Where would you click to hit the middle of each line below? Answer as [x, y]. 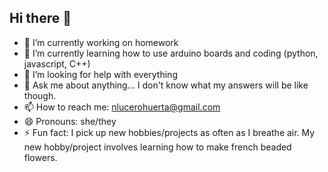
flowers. [40, 157]
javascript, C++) [57, 63]
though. [40, 95]
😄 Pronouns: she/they [70, 121]
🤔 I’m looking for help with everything [100, 74]
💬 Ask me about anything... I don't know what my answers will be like [166, 85]
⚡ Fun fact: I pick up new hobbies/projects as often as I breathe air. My [169, 132]
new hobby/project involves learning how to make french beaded [157, 147]
